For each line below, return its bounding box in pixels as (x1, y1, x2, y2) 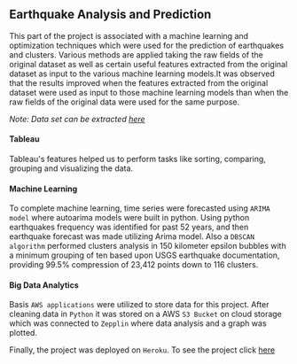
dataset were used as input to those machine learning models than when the (9, 87, 289, 97)
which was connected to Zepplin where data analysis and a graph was (9, 318, 268, 329)
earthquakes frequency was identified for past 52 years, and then (9, 221, 249, 233)
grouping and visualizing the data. (9, 163, 134, 174)
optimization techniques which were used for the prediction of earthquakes (9, 40, 285, 50)
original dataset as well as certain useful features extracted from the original (9, 58, 288, 69)
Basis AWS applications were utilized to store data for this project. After (9, 299, 270, 310)
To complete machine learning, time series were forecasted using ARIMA (9, 203, 270, 213)
